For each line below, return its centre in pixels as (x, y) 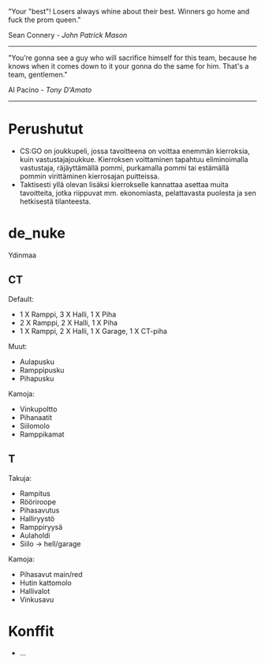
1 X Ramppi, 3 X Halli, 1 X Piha (68, 314)
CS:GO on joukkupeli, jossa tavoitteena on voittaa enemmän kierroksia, (134, 151)
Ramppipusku (42, 370)
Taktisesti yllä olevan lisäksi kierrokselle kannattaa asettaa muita (124, 184)
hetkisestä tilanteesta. (55, 201)
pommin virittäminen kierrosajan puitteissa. (90, 176)
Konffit (31, 631)
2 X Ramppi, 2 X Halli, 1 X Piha (69, 322)
